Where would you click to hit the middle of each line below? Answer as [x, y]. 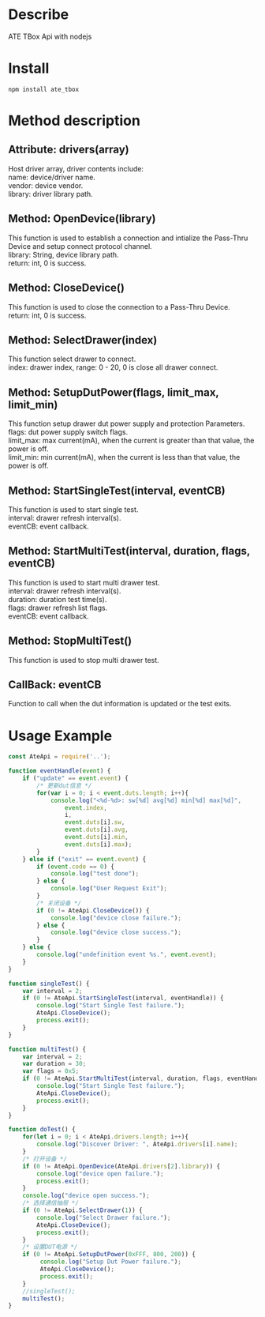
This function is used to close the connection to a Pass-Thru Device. [119, 307]
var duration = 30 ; [54, 1064]
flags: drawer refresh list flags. [58, 608]
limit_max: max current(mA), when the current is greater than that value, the [131, 441]
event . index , [86, 807]
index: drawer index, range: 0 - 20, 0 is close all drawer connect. [113, 367]
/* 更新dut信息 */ [64, 785]
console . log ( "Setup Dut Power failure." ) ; [110, 1262]
